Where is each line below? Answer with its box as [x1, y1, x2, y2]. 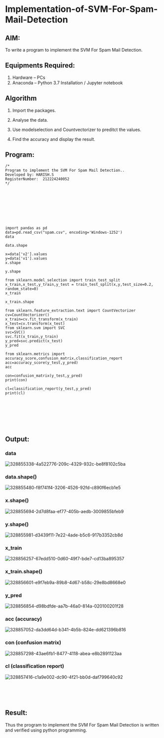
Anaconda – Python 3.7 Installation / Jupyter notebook [12, 79, 123, 85]
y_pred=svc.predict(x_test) [5, 338, 63, 343]
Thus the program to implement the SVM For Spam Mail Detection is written [5, 722, 159, 728]
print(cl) [5, 391, 26, 396]
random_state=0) [5, 286, 39, 291]
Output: [5, 435, 30, 443]
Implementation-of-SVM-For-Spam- [5, 3, 158, 15]
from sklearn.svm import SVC [5, 326, 65, 331]
